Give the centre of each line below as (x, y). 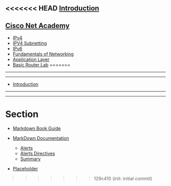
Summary (30, 159)
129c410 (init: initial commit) (123, 179)
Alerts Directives (37, 153)
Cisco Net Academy (37, 26)
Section (22, 114)
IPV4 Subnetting (30, 43)
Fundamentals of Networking (43, 54)
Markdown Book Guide (37, 129)
